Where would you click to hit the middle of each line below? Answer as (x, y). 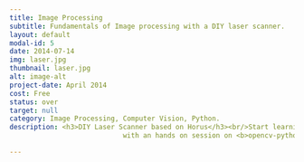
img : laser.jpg (38, 60)
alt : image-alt (38, 77)
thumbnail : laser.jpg (50, 69)
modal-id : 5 (32, 43)
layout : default (40, 34)
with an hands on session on (177, 136)
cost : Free (30, 93)
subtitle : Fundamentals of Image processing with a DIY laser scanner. (147, 26)
